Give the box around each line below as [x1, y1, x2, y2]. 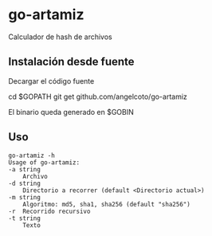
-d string [8, 179, 41, 187]
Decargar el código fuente [8, 76, 95, 85]
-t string [8, 214, 41, 222]
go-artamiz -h [8, 151, 56, 159]
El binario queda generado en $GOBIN [8, 107, 134, 116]
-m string [8, 193, 41, 201]
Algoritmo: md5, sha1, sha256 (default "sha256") [22, 200, 191, 208]
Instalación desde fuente [8, 55, 135, 69]
